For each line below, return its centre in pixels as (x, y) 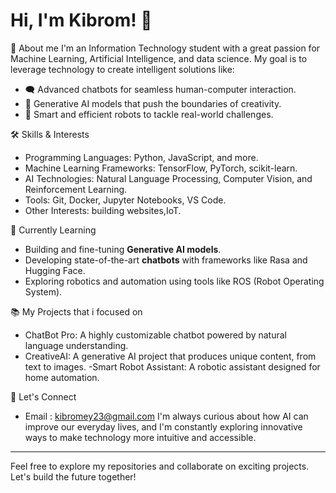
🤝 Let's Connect (43, 396)
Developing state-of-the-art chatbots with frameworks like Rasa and (166, 260)
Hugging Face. (55, 270)
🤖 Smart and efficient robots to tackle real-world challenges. (149, 114)
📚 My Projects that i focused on (76, 311)
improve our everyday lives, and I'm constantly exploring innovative (163, 426)
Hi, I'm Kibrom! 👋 (81, 20)
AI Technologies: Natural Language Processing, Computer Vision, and (168, 178)
